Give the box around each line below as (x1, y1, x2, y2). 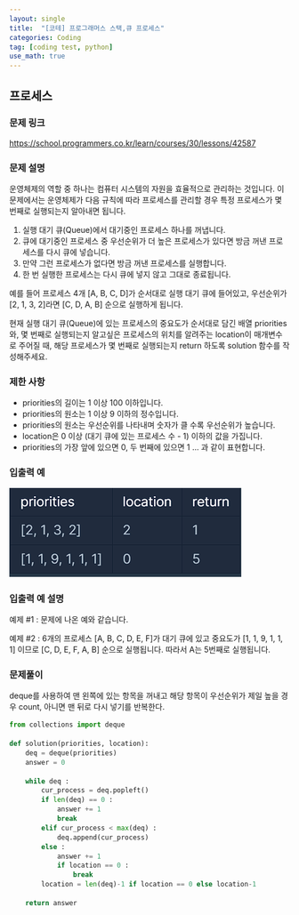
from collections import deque (9, 720, 125, 729)
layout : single (9, 14, 66, 23)
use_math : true (9, 52, 66, 61)
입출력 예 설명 (9, 592, 65, 605)
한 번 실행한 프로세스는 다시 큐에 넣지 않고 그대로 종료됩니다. (21, 269, 231, 280)
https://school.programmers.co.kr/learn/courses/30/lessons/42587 (9, 138, 256, 148)
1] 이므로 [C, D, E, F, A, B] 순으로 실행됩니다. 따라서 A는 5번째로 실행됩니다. (9, 645, 271, 654)
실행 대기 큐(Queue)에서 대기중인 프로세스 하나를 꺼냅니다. (21, 225, 226, 236)
